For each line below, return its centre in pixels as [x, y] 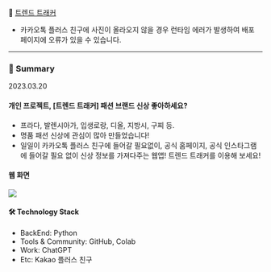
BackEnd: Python [49, 233]
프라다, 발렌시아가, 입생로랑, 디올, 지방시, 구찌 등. [97, 125]
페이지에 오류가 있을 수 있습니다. [71, 40]
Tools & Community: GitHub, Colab [78, 241]
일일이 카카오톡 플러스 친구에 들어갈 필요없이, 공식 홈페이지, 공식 [121, 145]
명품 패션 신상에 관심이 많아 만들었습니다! [85, 135]
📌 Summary [31, 68]
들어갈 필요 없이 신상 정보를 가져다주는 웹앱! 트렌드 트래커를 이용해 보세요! [145, 155]
